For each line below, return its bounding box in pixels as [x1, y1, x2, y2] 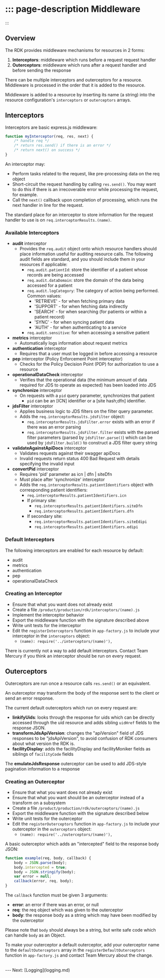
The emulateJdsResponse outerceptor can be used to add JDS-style [5, 760, 147, 766]
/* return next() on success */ [14, 148, 80, 153]
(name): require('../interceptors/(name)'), [19, 639, 113, 644]
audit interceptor [12, 240, 47, 246]
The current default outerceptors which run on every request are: [5, 704, 138, 710]
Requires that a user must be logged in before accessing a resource [19, 351, 158, 356]
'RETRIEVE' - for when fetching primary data [34, 298, 125, 304]
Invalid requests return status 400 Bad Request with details [19, 456, 140, 462]
